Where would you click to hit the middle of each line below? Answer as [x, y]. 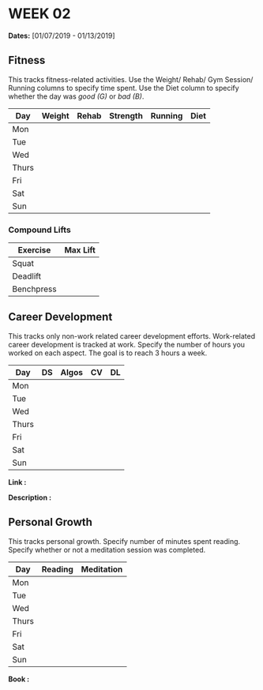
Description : [30, 497]
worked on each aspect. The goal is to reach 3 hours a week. [108, 353]
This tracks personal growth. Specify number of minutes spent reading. [124, 541]
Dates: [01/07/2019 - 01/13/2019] [62, 36]
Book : [19, 679]
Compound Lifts [39, 230]
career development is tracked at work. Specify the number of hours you [127, 344]
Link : [17, 482]
